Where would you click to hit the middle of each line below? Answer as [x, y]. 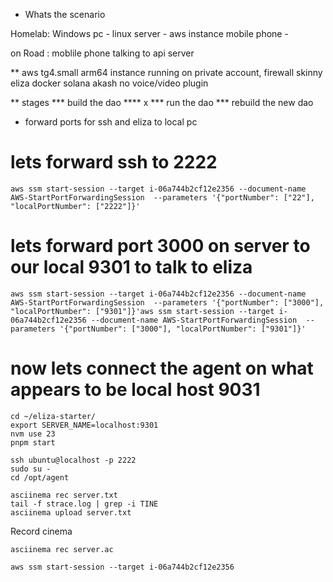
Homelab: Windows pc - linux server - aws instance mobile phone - [149, 33]
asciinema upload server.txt [71, 512]
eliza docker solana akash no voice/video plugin [109, 83]
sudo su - [31, 469]
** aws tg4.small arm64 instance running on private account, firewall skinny [166, 72]
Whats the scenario [65, 14]
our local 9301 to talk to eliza [131, 267]
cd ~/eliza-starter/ [53, 416]
